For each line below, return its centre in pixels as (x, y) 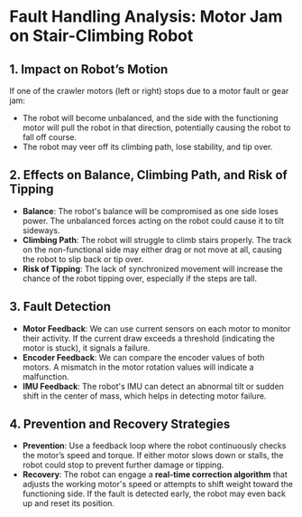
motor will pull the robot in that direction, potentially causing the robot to (156, 127)
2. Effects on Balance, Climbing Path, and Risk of (149, 175)
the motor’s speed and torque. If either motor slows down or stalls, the (153, 456)
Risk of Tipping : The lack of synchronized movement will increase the (152, 268)
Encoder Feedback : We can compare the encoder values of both (143, 357)
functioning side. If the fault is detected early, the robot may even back (154, 493)
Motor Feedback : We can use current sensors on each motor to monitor (156, 328)
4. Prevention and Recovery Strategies (120, 424)
